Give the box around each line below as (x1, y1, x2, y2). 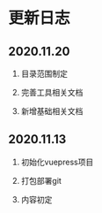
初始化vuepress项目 (20, 156, 94, 167)
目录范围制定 (20, 68, 68, 79)
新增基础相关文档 (20, 106, 84, 116)
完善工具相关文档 (20, 87, 84, 97)
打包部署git (20, 175, 62, 186)
